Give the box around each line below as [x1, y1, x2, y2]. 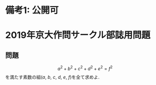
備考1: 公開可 [5, 5, 59, 16]
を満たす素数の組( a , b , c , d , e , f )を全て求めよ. [5, 74, 100, 80]
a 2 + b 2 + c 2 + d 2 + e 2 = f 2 [57, 65, 113, 71]
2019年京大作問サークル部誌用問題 [5, 30, 150, 41]
